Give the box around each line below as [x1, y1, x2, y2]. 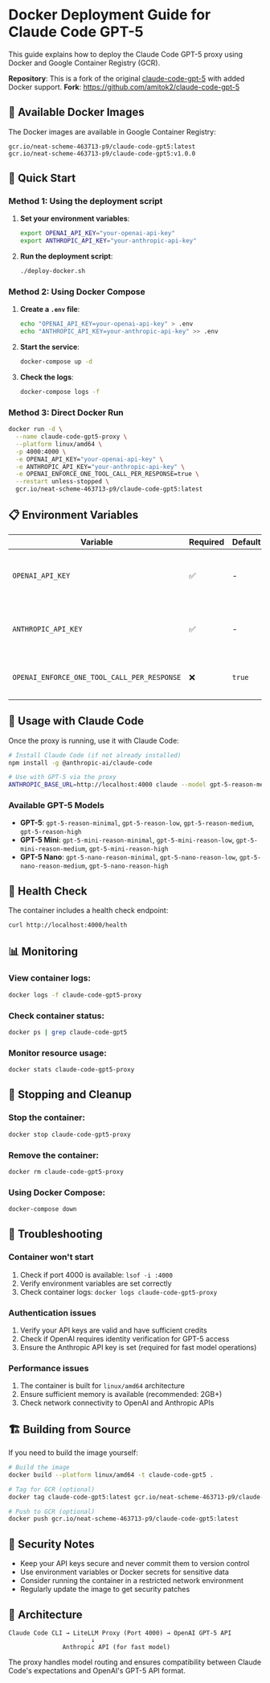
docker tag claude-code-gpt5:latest [8, 1493, 131, 1501]
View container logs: [8, 972, 91, 984]
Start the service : [19, 342, 80, 352]
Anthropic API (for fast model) [62, 1643, 171, 1651]
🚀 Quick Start [8, 172, 76, 185]
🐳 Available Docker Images [8, 106, 145, 119]
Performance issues [8, 1362, 89, 1374]
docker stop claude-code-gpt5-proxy [8, 1130, 131, 1138]
